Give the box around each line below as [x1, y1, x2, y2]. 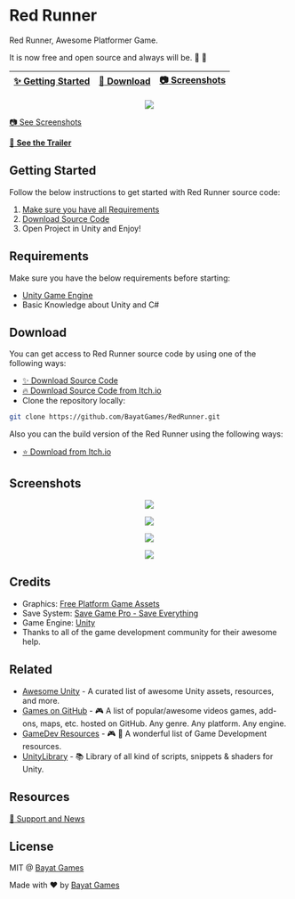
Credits [9, 575, 52, 590]
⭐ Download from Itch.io [21, 446, 112, 457]
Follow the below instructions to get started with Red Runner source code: [9, 186, 281, 197]
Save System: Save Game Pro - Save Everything [21, 608, 199, 618]
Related [9, 662, 53, 677]
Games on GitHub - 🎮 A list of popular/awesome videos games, [21, 705, 258, 715]
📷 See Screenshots [9, 117, 82, 127]
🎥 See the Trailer [9, 137, 72, 148]
